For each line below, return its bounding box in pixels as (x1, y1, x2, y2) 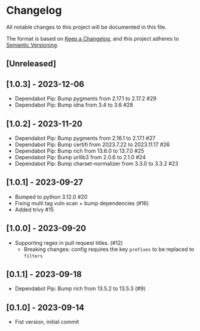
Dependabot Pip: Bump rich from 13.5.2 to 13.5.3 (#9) (14, 285, 146, 292)
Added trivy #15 (14, 206, 54, 213)
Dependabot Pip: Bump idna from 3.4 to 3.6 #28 (14, 101, 133, 108)
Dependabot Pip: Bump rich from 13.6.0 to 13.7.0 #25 (14, 147, 144, 154)
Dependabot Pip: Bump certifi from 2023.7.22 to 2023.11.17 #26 (14, 141, 170, 148)
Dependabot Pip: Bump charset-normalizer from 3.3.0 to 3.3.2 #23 (14, 160, 179, 167)
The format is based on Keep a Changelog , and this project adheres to (6, 35, 179, 42)
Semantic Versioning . (6, 41, 59, 48)
